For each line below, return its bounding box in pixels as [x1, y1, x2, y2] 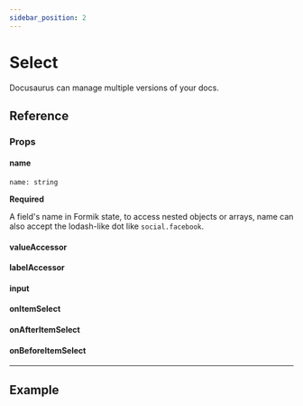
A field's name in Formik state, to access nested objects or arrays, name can [9, 212, 294, 222]
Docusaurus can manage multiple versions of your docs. [9, 82, 219, 93]
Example [9, 382, 60, 398]
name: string [9, 178, 59, 187]
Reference [9, 108, 69, 123]
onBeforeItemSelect [9, 345, 87, 355]
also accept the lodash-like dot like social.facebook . [9, 221, 205, 231]
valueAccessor [9, 241, 68, 252]
